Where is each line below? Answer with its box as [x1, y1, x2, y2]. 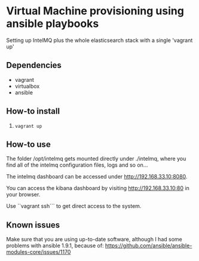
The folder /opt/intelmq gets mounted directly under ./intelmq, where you [6, 155, 186, 162]
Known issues [6, 220, 60, 230]
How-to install [6, 106, 60, 116]
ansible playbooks [6, 17, 99, 30]
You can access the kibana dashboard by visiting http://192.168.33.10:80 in [6, 185, 189, 192]
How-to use [6, 139, 51, 149]
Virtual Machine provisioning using [6, 4, 184, 18]
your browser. [6, 191, 41, 198]
